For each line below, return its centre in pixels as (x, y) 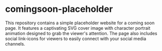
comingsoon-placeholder (59, 9)
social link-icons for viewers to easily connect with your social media (76, 39)
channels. (15, 44)
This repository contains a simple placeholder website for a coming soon (80, 23)
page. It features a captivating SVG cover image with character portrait (78, 28)
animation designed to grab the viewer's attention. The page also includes (81, 33)
